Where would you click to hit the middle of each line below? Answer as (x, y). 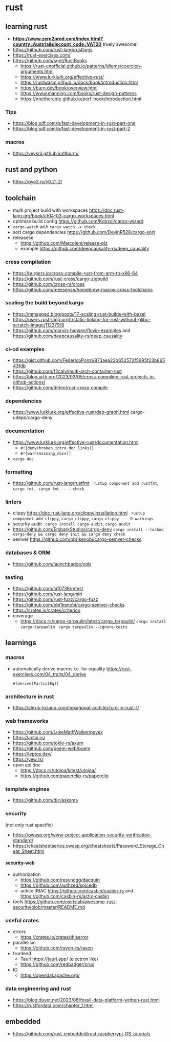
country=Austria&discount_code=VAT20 (57, 44)
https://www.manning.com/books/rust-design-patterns (79, 93)
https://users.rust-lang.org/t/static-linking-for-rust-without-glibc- (82, 319)
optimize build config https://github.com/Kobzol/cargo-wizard (78, 221)
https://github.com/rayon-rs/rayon (57, 948)
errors (19, 931)
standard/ (23, 840)
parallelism (24, 943)
